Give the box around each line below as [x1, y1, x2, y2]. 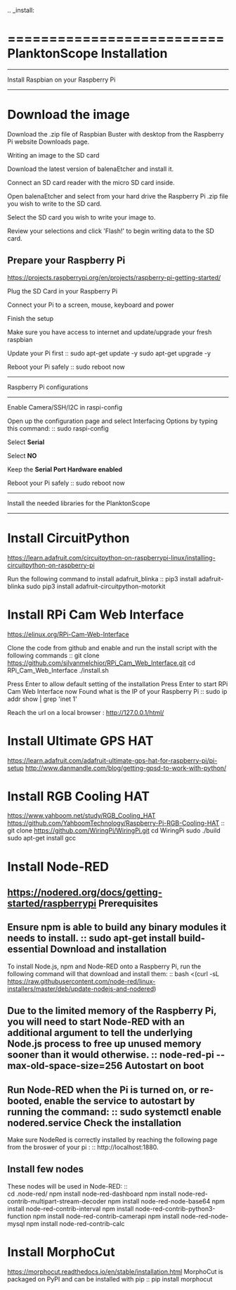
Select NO [7, 451, 37, 460]
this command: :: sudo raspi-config [7, 424, 109, 432]
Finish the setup [7, 314, 54, 322]
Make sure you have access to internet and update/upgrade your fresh [7, 327, 212, 336]
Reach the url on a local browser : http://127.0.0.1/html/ [7, 708, 164, 716]
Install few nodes [7, 1163, 84, 1175]
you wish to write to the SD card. [7, 199, 102, 208]
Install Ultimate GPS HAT [7, 733, 155, 749]
